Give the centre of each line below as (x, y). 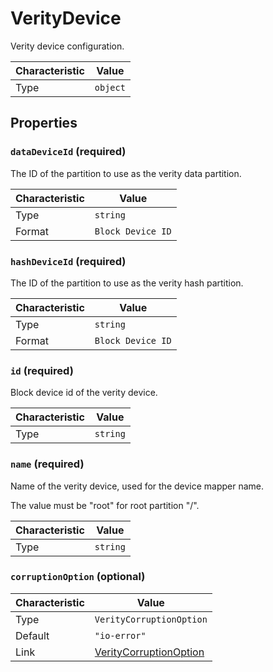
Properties (44, 123)
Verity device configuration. (67, 46)
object (110, 87)
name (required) (47, 464)
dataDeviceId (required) (68, 152)
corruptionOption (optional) (78, 577)
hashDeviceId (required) (68, 261)
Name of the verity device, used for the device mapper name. (137, 486)
